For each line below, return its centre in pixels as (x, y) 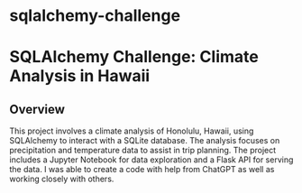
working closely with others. (62, 179)
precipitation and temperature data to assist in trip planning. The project (143, 151)
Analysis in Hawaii (80, 76)
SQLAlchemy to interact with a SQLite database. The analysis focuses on (145, 141)
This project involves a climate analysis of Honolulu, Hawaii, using (132, 131)
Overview (37, 109)
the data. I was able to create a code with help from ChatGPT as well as (142, 170)
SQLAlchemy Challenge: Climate (134, 57)
